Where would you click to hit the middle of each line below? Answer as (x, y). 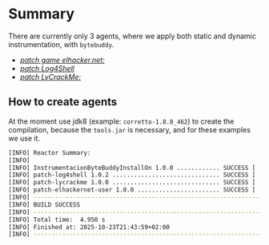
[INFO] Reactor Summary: (50, 152)
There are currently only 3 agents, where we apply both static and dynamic (132, 36)
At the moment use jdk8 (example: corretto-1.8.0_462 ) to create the (121, 121)
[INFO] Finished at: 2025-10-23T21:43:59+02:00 (89, 227)
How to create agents (63, 102)
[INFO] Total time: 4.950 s (57, 219)
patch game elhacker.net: (62, 60)
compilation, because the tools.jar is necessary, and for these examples (129, 129)
